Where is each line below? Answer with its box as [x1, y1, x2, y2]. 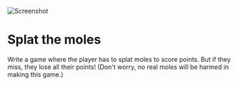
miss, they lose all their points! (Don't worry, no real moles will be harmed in [7, 63, 229, 71]
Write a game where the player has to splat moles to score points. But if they [7, 55, 231, 63]
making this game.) [7, 70, 64, 78]
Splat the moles [7, 32, 102, 48]
